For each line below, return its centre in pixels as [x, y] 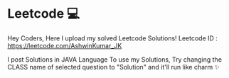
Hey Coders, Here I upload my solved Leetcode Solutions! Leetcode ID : [113, 38]
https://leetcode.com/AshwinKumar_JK [65, 45]
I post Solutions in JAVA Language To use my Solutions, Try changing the [115, 59]
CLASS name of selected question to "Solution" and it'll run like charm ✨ [114, 67]
